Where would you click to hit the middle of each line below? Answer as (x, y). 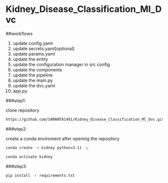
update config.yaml (33, 43)
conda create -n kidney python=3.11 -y (47, 148)
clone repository (22, 110)
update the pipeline (33, 75)
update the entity (30, 59)
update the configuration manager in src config (61, 64)
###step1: (16, 100)
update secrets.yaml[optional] (44, 48)
